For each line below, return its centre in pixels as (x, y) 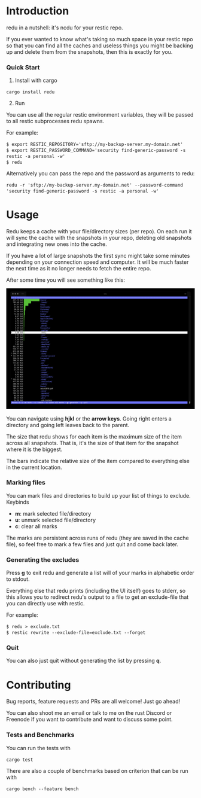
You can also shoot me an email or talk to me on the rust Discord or (89, 713)
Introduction (38, 11)
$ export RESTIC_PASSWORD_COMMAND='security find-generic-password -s (96, 151)
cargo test (20, 760)
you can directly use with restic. (45, 604)
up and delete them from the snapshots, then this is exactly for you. (89, 51)
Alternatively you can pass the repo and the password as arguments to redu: (100, 173)
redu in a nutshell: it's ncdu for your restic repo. (65, 28)
